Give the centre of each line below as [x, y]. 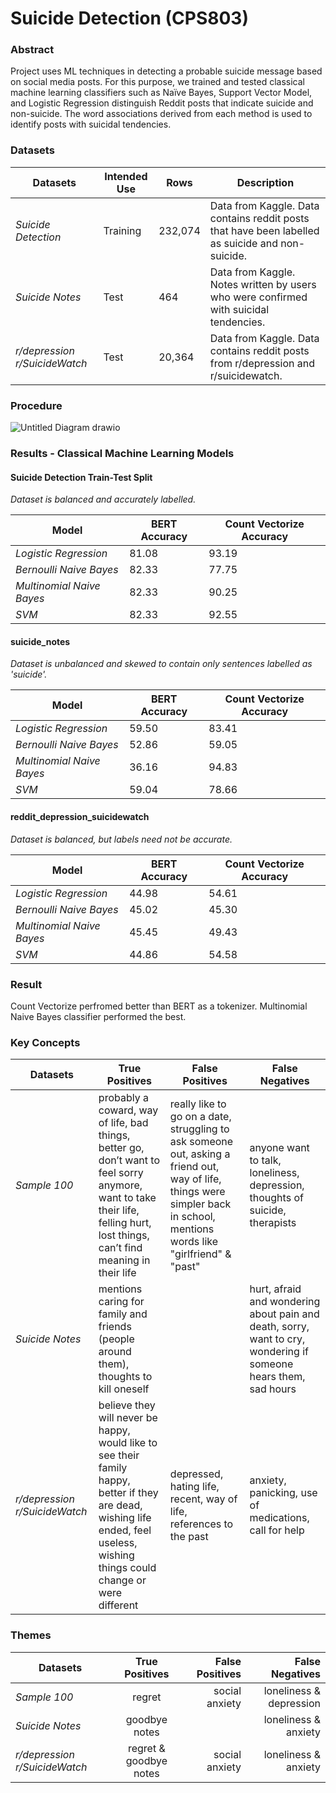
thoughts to [125, 1377]
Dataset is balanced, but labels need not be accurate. [121, 839]
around [115, 1352]
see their [119, 1455]
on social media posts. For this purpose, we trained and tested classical [157, 82]
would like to [128, 1443]
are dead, [120, 1505]
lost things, [124, 1235]
